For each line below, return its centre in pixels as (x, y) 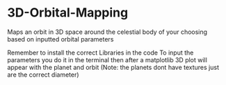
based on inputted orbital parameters (60, 39)
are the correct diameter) (43, 75)
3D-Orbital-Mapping (68, 13)
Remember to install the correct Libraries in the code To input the (100, 53)
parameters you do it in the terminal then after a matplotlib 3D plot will (107, 59)
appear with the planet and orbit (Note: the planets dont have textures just (113, 67)
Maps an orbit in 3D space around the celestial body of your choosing (107, 32)
